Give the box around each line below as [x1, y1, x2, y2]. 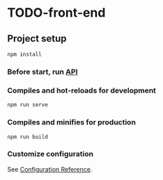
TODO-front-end [7, 5, 106, 21]
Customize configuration [7, 149, 94, 159]
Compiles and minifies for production [7, 117, 136, 127]
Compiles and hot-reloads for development [7, 85, 157, 95]
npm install [7, 51, 42, 58]
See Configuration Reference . [7, 165, 93, 173]
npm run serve [7, 101, 49, 108]
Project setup [7, 33, 68, 44]
